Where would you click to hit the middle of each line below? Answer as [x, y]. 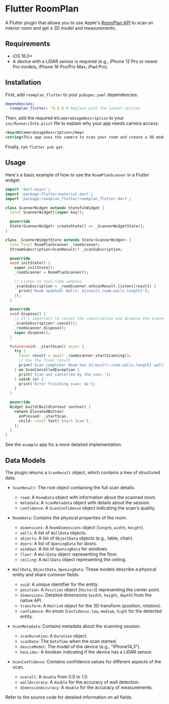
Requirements [28, 44]
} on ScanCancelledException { [47, 370]
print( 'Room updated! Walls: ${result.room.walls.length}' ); [84, 291]
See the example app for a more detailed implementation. [64, 445]
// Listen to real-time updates [48, 282]
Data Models [25, 460]
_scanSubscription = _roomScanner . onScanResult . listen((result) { [85, 286]
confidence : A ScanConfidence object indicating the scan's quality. [88, 508]
